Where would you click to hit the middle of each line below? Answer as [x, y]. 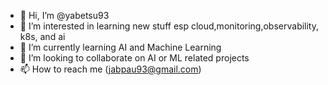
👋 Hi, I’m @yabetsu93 [64, 15]
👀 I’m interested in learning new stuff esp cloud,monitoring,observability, [169, 26]
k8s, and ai [42, 36]
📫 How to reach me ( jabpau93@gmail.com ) [110, 69]
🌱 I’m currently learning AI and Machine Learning [120, 47]
